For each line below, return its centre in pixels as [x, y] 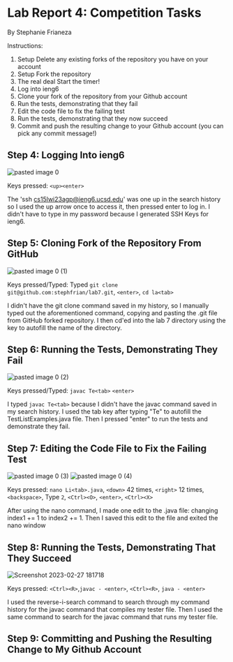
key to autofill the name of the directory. [65, 328]
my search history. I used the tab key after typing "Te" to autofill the [105, 412]
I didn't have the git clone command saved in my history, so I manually [108, 306]
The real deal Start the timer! [58, 81]
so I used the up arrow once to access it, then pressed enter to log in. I [109, 206]
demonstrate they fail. [39, 426]
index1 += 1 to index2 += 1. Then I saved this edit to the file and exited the [113, 518]
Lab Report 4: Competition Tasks [104, 13]
